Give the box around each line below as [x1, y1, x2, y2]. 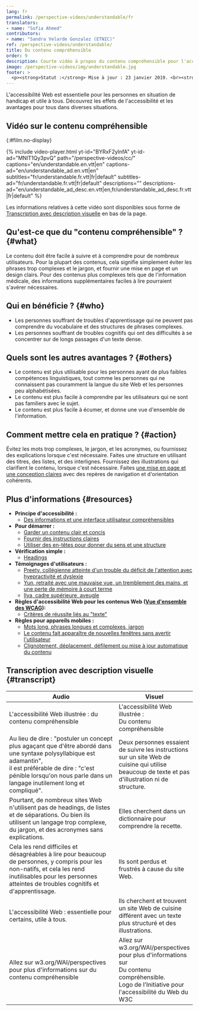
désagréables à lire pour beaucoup [9, 850, 107, 858]
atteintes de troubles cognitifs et [9, 879, 99, 888]
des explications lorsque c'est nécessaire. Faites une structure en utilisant [6, 452, 187, 459]
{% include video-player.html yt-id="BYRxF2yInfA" [6, 148, 130, 155]
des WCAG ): [14, 604, 46, 611]
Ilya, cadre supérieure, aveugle [23, 592, 99, 599]
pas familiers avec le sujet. [14, 400, 80, 407]
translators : [6, 20, 38, 25]
